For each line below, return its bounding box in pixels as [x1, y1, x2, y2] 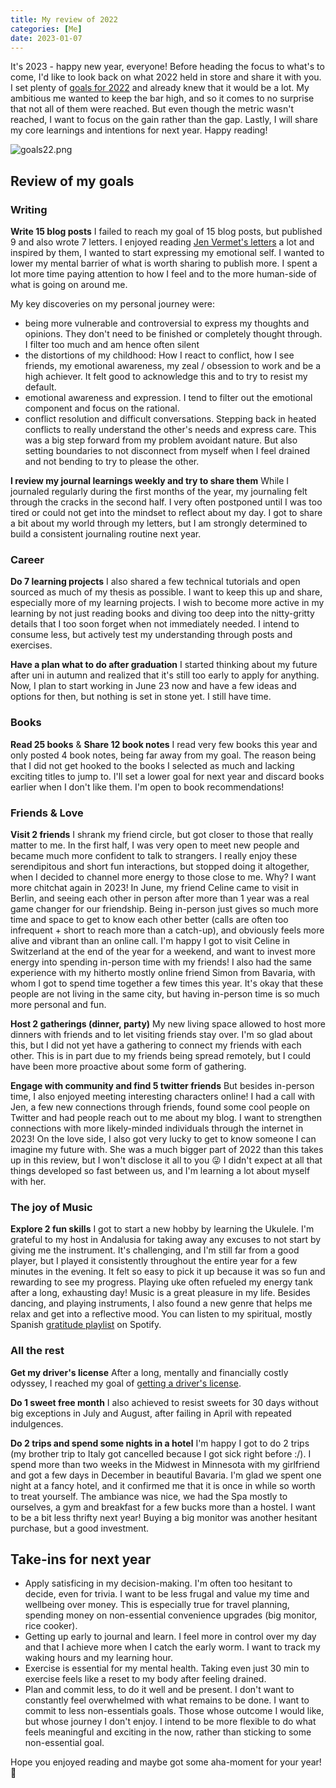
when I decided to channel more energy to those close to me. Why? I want [10, 871, 317, 883]
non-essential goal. [24, 1737, 105, 1749]
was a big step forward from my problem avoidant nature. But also [24, 434, 298, 446]
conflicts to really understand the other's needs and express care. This [24, 424, 317, 436]
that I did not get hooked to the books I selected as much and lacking [10, 759, 295, 771]
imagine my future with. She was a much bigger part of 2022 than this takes [10, 1143, 324, 1155]
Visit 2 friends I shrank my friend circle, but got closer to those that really [10, 828, 314, 840]
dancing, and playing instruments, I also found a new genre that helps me [10, 1297, 313, 1310]
